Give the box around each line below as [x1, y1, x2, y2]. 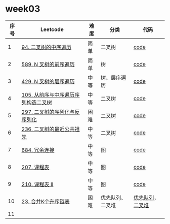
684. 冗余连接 [21, 146, 55, 153]
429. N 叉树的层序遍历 [21, 78, 75, 85]
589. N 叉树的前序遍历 [21, 60, 75, 68]
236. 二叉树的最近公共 [21, 125, 75, 133]
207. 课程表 [21, 164, 50, 171]
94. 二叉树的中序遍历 [21, 44, 72, 51]
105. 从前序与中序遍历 [21, 91, 75, 98]
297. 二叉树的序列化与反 [21, 108, 80, 115]
